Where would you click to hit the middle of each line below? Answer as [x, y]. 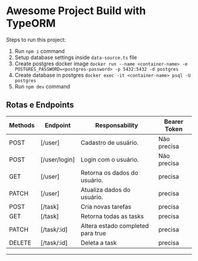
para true [93, 233]
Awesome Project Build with [76, 11]
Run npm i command [39, 51]
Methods [22, 125]
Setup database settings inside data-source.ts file [76, 57]
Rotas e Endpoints [40, 105]
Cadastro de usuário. [110, 143]
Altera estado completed [115, 226]
